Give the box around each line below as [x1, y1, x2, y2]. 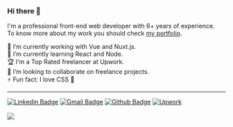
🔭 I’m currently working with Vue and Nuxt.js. [7, 43, 137, 51]
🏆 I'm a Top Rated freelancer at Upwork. [7, 58, 125, 66]
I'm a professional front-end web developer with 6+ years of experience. [7, 22, 215, 30]
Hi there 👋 [7, 6, 42, 16]
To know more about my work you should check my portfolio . [7, 29, 182, 37]
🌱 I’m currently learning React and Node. [7, 50, 123, 58]
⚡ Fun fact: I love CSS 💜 [7, 75, 75, 84]
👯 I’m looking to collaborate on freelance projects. [7, 68, 150, 76]
